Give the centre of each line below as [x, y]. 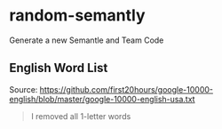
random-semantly [77, 16]
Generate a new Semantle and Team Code [87, 40]
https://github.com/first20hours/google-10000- [127, 89]
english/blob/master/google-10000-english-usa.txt [102, 99]
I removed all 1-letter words [81, 116]
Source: [24, 89]
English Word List [59, 68]
